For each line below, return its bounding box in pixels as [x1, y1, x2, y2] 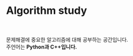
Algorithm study [6, 4, 87, 17]
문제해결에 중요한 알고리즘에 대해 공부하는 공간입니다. [6, 36, 128, 43]
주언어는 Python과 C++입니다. [6, 43, 77, 50]
